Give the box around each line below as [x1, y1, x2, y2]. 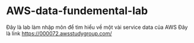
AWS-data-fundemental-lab [6, 4, 148, 18]
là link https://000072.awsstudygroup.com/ [6, 29, 112, 37]
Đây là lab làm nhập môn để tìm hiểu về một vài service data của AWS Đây [6, 24, 188, 31]
